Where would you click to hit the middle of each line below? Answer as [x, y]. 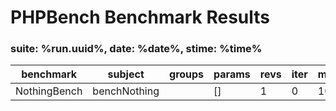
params [232, 74]
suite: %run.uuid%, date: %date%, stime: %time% [136, 49]
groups [187, 74]
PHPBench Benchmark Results [140, 17]
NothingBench [49, 91]
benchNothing [126, 91]
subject [126, 74]
